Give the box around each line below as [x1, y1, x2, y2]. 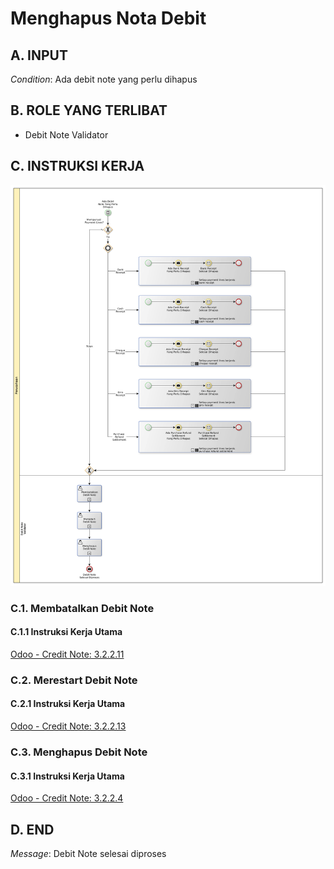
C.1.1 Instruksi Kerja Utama [10, 626, 123, 638]
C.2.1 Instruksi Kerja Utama [10, 698, 126, 710]
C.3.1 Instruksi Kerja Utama [10, 770, 125, 782]
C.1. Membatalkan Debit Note [10, 601, 155, 615]
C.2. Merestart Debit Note [10, 673, 138, 687]
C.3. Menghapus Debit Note [10, 745, 148, 759]
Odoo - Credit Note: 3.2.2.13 [10, 720, 127, 732]
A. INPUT [10, 47, 68, 64]
